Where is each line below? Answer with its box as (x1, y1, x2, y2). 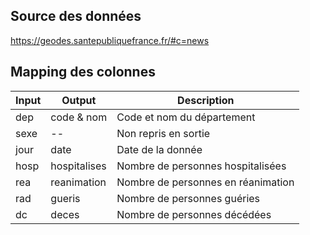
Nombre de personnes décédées (116, 207, 272, 221)
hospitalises (50, 159, 107, 173)
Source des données (10, 8, 142, 25)
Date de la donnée (116, 142, 203, 156)
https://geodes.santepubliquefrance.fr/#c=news (10, 34, 210, 46)
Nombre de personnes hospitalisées (116, 159, 287, 173)
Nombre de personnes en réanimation (116, 175, 295, 189)
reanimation (50, 175, 107, 189)
